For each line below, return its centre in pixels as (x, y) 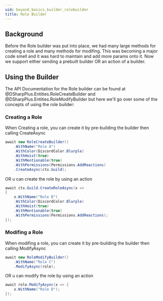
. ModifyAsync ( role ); (35, 266)
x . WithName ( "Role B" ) (36, 197)
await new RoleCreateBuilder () (37, 142)
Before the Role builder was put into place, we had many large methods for (81, 46)
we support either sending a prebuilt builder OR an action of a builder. (75, 61)
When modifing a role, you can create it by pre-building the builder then (77, 243)
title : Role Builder (26, 14)
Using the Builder (32, 77)
